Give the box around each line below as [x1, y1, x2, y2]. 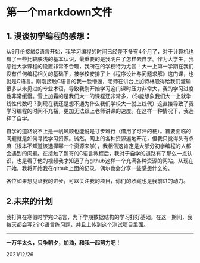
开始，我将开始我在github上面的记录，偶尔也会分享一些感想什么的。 [6, 165, 173, 171]
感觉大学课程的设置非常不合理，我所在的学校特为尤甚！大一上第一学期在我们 [6, 63, 194, 70]
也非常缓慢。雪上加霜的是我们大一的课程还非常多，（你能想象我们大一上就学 [6, 93, 192, 99]
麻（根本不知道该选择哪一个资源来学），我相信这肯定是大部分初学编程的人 [6, 142, 186, 149]
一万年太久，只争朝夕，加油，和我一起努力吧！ [6, 239, 121, 246]
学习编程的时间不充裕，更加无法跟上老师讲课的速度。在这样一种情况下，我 [6, 108, 189, 114]
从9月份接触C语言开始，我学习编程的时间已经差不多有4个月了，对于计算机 [6, 48, 189, 55]
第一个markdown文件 [6, 5, 112, 19]
